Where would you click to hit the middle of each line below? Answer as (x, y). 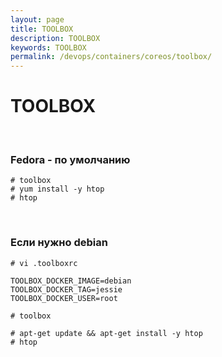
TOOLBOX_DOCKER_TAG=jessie (66, 289)
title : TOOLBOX (42, 29)
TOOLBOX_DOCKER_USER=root (64, 298)
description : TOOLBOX (55, 38)
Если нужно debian (59, 243)
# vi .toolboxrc (44, 263)
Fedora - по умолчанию (70, 159)
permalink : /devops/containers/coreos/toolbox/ (111, 57)
